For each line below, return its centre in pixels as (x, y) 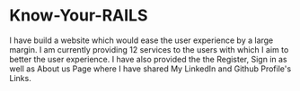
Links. (20, 78)
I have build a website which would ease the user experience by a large (141, 40)
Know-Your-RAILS (79, 16)
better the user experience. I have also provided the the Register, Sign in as (148, 59)
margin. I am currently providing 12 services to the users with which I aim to (149, 49)
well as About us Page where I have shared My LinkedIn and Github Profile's (150, 69)
